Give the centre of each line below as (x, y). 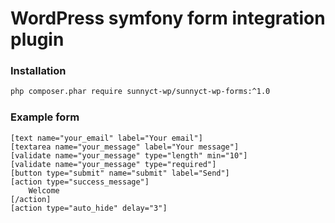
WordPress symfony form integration (168, 18)
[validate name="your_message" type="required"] (113, 164)
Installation (38, 71)
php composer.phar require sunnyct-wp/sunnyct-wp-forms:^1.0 (140, 92)
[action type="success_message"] (80, 182)
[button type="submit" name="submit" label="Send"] (120, 173)
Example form (45, 117)
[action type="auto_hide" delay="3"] (89, 208)
